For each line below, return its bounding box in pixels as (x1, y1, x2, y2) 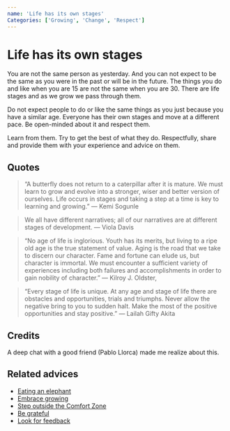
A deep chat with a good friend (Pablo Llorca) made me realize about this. (7, 348, 220, 356)
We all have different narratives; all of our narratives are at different (24, 215, 217, 224)
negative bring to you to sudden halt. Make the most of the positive (24, 302, 217, 310)
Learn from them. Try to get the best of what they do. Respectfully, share (7, 134, 217, 142)
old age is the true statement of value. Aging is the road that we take (24, 244, 221, 252)
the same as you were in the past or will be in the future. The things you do (7, 77, 222, 86)
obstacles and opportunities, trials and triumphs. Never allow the (24, 294, 210, 303)
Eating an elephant (17, 386, 72, 395)
